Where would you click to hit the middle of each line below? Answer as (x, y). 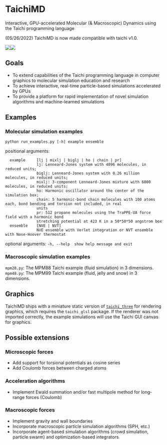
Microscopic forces (29, 352)
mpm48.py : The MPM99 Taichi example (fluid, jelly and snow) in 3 (71, 273)
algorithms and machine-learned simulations (58, 101)
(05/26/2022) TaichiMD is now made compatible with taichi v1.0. (72, 38)
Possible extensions (37, 337)
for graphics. (18, 322)
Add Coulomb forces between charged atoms (59, 368)
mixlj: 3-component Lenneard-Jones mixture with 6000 (94, 182)
